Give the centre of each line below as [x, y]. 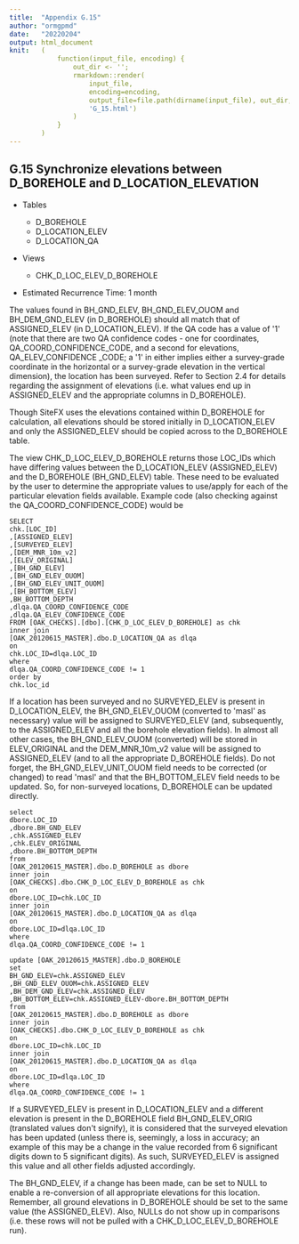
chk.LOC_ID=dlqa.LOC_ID [53, 654]
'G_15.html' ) [113, 109]
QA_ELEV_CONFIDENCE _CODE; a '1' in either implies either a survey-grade [147, 357]
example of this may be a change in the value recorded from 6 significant [143, 1147]
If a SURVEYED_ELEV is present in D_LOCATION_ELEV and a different [137, 1109]
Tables [34, 205]
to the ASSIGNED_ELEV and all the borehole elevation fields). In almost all [144, 730]
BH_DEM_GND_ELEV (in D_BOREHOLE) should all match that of [125, 319]
